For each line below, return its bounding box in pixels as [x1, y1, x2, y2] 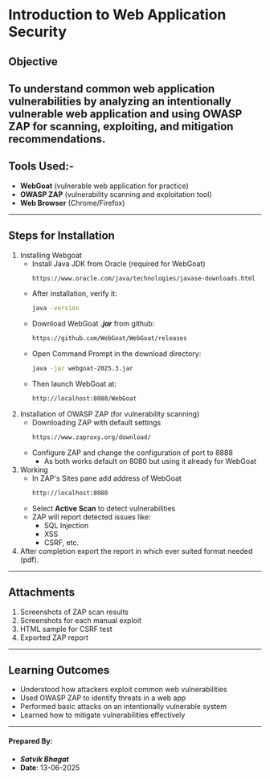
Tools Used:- [8, 159, 75, 174]
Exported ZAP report [19, 633, 89, 642]
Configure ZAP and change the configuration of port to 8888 [31, 448, 233, 457]
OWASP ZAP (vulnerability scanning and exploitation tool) [19, 189, 212, 199]
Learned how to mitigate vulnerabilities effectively [19, 710, 186, 720]
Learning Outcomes [8, 663, 110, 677]
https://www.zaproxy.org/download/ [31, 433, 151, 441]
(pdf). [19, 555, 39, 564]
